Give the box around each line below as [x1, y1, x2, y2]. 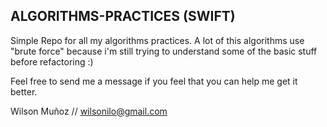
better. [10, 85, 38, 98]
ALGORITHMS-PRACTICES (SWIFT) [10, 8, 236, 25]
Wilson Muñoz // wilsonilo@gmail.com [10, 105, 168, 117]
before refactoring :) [10, 55, 94, 68]
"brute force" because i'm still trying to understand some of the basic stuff [10, 45, 318, 57]
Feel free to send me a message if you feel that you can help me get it [10, 75, 298, 87]
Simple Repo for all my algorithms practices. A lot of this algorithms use [10, 34, 305, 46]
